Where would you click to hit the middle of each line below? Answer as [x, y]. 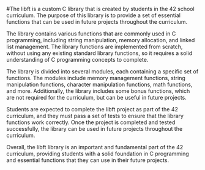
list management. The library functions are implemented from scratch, [95, 46]
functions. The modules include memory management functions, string [96, 78]
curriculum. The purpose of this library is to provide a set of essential [93, 15]
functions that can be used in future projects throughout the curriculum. [97, 22]
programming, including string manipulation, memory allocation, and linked [101, 40]
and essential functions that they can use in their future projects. [88, 160]
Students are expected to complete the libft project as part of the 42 [92, 109]
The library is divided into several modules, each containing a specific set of [102, 72]
